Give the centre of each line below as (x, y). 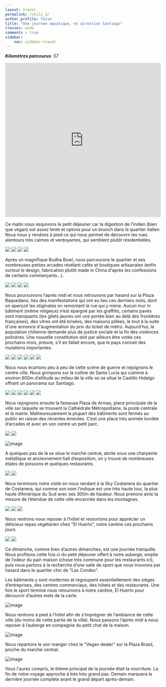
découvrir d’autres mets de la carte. (41, 595)
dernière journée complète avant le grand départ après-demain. (70, 679)
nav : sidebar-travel (35, 42)
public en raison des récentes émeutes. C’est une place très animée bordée (82, 418)
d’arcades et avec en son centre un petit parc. (52, 424)
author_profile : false (28, 19)
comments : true (22, 33)
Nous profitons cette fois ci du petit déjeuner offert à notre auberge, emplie (82, 554)
